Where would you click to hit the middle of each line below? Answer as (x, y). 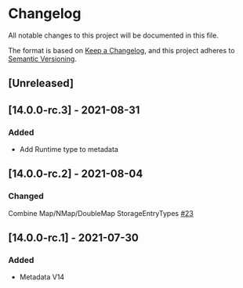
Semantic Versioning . (42, 59)
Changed (26, 196)
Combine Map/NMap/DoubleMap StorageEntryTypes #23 (101, 213)
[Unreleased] (41, 83)
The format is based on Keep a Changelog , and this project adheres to (121, 50)
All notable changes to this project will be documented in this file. (114, 35)
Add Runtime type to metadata (69, 149)
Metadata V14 (42, 277)
